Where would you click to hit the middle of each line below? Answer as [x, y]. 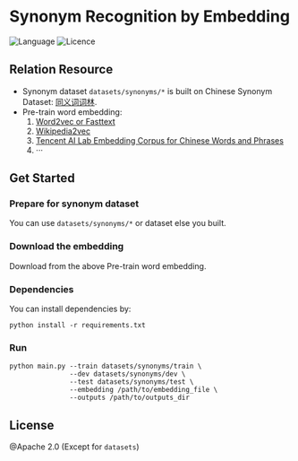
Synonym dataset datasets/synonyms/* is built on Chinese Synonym [147, 91]
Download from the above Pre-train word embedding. [108, 265]
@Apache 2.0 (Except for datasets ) [74, 447]
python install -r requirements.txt [77, 326]
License [32, 425]
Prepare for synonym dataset [74, 204]
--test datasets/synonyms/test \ [132, 382]
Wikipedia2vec [63, 131]
